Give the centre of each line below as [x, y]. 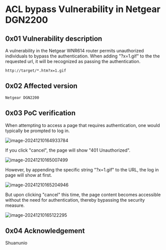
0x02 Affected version [41, 86]
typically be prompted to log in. [37, 131]
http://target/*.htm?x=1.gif [36, 71]
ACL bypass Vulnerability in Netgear [83, 9]
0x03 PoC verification [40, 113]
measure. [15, 205]
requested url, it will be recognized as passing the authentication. [73, 61]
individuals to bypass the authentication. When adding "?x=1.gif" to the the [82, 56]
